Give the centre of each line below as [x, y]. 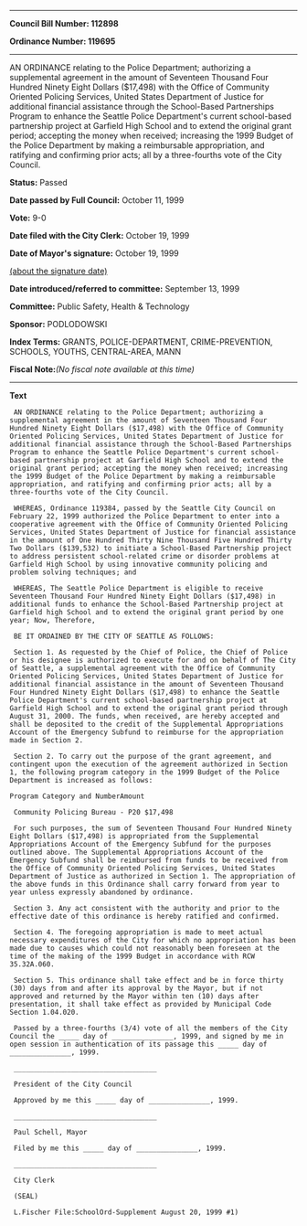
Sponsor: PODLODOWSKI [58, 324]
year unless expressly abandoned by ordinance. [102, 892]
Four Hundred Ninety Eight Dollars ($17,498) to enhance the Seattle [145, 692]
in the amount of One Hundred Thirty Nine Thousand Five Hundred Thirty [151, 540]
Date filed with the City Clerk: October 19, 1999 [100, 235]
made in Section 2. [47, 741]
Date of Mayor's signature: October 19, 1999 [95, 253]
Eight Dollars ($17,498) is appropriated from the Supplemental [134, 837]
